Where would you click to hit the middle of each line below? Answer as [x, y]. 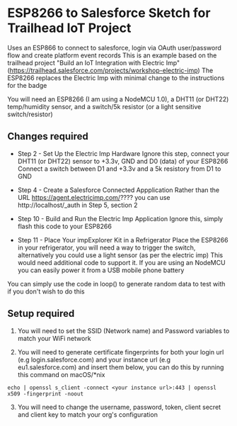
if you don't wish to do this [46, 291]
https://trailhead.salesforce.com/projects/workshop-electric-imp [104, 70]
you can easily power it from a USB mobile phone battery [101, 270]
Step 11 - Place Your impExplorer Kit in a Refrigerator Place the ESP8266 [123, 240]
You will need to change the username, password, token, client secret [119, 407]
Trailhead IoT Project [69, 28]
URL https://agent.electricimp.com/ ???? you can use [94, 197]
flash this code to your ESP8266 [64, 226]
